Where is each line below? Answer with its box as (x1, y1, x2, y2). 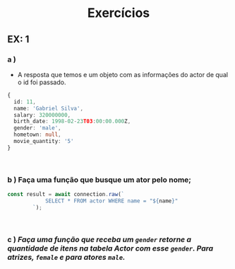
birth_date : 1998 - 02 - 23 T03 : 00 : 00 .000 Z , (13, 118, 131, 125)
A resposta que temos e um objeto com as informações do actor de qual (17, 70, 228, 79)
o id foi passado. (17, 78, 66, 86)
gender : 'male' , (13, 125, 61, 132)
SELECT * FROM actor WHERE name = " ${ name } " (44, 197, 179, 205)
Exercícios (87, 5, 150, 21)
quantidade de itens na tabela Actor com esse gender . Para (7, 243, 214, 253)
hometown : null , (13, 131, 61, 139)
